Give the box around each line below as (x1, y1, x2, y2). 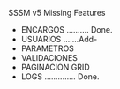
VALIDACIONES (20, 53, 79, 63)
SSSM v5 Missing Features (8, 8, 106, 18)
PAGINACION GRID (20, 62, 90, 72)
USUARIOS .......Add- (20, 34, 98, 44)
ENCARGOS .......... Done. (20, 25, 113, 34)
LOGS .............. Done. (20, 71, 100, 82)
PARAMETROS (20, 43, 74, 54)
